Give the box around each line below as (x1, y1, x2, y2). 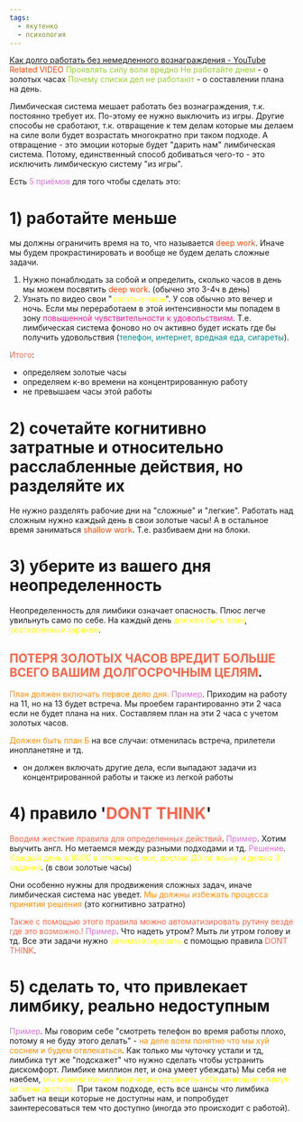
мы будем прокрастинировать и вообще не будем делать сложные (9, 248, 271, 258)
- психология (17, 30, 67, 39)
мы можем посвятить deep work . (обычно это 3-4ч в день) (22, 284, 251, 295)
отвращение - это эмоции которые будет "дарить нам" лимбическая (9, 139, 276, 150)
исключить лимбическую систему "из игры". (9, 159, 183, 170)
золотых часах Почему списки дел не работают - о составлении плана (9, 74, 284, 85)
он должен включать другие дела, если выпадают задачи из (22, 762, 257, 772)
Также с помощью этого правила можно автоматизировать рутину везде (9, 916, 294, 927)
